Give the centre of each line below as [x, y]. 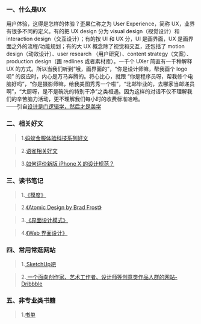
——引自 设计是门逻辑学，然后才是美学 [54, 107]
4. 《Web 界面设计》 [44, 232]
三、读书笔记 [25, 181]
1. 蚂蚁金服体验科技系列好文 [54, 138]
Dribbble [32, 284]
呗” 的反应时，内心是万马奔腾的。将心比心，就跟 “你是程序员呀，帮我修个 [97, 76]
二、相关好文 [25, 123]
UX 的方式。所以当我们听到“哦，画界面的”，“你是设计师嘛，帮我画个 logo [97, 69]
